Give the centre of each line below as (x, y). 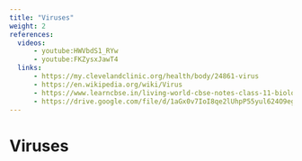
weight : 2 (28, 26)
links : (30, 68)
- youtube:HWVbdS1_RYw (75, 51)
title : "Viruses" (42, 18)
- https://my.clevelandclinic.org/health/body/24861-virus (146, 76)
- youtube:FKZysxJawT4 (75, 59)
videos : (32, 43)
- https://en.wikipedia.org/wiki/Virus (107, 85)
